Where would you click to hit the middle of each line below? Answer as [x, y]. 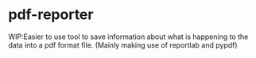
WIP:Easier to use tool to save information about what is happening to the [128, 37]
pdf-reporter [51, 15]
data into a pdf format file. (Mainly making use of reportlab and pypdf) [123, 44]
